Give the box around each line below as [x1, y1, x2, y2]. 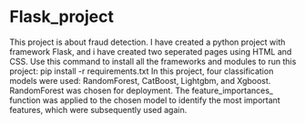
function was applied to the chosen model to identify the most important [9, 94, 280, 106]
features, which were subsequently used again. [9, 104, 188, 115]
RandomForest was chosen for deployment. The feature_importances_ [9, 85, 273, 96]
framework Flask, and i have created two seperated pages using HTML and [9, 46, 292, 57]
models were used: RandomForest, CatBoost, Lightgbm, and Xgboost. [9, 75, 271, 86]
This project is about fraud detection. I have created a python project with [9, 36, 286, 47]
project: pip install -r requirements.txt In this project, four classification [9, 66, 274, 77]
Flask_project [9, 6, 115, 27]
